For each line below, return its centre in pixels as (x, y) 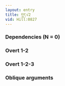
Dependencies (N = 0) (33, 37)
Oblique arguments (29, 78)
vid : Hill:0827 (21, 19)
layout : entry (20, 10)
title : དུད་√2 (18, 15)
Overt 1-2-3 (20, 64)
